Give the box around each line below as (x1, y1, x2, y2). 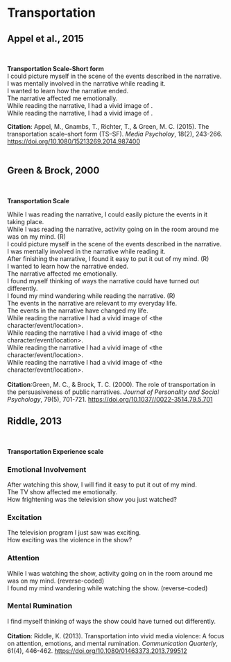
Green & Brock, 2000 (7, 165, 100, 177)
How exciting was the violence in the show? (7, 536, 132, 544)
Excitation (7, 512, 42, 522)
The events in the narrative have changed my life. (7, 306, 148, 315)
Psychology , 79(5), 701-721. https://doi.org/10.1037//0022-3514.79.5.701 (7, 395, 213, 403)
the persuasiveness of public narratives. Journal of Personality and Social (7, 388, 220, 396)
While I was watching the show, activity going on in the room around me (7, 569, 213, 577)
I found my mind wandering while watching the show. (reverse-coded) (7, 583, 208, 592)
